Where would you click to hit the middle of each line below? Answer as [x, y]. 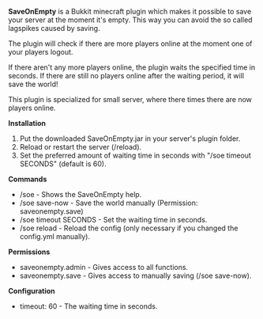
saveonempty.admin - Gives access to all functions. [103, 267]
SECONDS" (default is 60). [63, 164]
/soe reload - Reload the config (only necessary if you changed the [129, 228]
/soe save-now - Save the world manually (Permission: [109, 203]
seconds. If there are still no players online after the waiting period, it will [126, 76]
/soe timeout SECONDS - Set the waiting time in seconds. [113, 220]
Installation [27, 123]
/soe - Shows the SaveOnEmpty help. [81, 194]
